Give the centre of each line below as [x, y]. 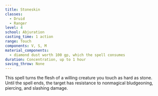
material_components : [27, 50]
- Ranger [18, 23]
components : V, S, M [26, 46]
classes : [14, 14]
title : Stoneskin [23, 10]
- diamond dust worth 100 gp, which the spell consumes [67, 55]
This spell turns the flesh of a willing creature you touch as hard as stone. [79, 78]
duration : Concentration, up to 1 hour [46, 59]
